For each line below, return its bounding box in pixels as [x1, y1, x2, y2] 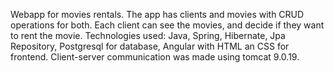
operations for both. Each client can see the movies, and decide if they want [10, 19, 325, 31]
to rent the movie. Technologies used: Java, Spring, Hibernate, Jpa [10, 30, 286, 41]
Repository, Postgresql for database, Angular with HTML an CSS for [10, 40, 290, 52]
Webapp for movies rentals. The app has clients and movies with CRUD [10, 9, 305, 20]
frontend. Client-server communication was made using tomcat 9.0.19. [10, 51, 300, 63]
